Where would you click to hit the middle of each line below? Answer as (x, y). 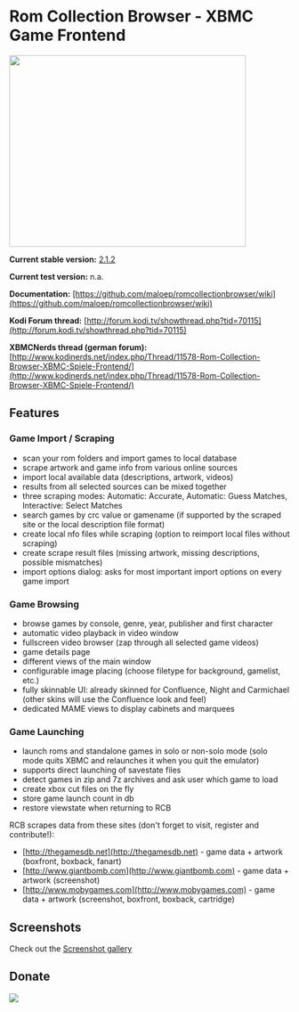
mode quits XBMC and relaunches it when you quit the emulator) (141, 761)
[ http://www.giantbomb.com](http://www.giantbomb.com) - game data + (155, 871)
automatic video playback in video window (101, 632)
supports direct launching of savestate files (101, 770)
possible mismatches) (62, 562)
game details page (56, 651)
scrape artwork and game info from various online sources (129, 467)
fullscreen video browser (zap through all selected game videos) (141, 642)
